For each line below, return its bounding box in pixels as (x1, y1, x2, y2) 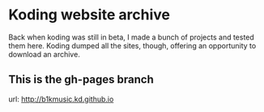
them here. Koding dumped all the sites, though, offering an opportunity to (8, 40, 257, 50)
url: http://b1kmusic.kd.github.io (8, 94, 114, 104)
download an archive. (8, 49, 81, 59)
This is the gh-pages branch (8, 73, 154, 86)
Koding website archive (8, 6, 170, 24)
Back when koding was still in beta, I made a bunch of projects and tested (8, 32, 255, 42)
